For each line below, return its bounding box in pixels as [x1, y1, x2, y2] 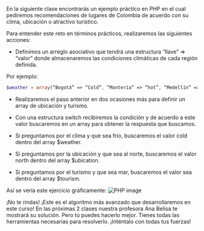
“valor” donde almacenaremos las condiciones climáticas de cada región [15, 55, 198, 61]
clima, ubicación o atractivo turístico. [6, 18, 99, 25]
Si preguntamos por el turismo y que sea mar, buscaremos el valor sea [15, 168, 192, 176]
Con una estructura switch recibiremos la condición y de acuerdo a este [15, 114, 195, 121]
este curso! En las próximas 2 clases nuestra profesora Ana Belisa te [6, 205, 178, 212]
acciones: [6, 36, 31, 43]
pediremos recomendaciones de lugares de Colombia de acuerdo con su [6, 12, 189, 19]
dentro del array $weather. [15, 138, 82, 145]
